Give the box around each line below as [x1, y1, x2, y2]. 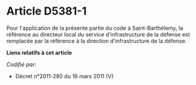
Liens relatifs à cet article [6, 49, 72, 56]
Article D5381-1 [6, 4, 87, 18]
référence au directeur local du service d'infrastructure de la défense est [6, 30, 190, 38]
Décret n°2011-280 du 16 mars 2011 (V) [15, 72, 114, 80]
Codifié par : [6, 61, 37, 68]
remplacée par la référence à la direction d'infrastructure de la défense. [6, 37, 187, 44]
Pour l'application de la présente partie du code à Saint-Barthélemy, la [6, 24, 184, 32]
